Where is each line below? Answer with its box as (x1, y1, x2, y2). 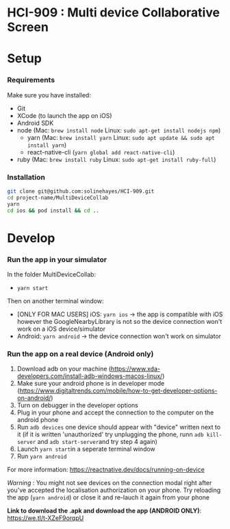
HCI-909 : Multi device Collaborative (7, 5, 220, 21)
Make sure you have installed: (7, 91, 91, 99)
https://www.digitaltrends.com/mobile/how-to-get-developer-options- (19, 386, 218, 395)
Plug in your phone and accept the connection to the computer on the (16, 408, 214, 416)
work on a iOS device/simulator (16, 325, 106, 333)
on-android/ (16, 394, 51, 402)
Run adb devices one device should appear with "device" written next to (16, 423, 221, 432)
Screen (7, 19, 49, 35)
